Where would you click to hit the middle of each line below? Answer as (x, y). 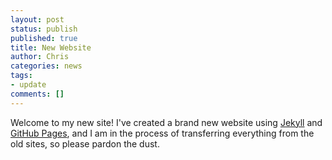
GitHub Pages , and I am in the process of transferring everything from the (162, 133)
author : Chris (40, 57)
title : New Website (51, 47)
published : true (44, 38)
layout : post (37, 19)
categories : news (46, 66)
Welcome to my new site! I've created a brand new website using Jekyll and (166, 122)
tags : (21, 76)
